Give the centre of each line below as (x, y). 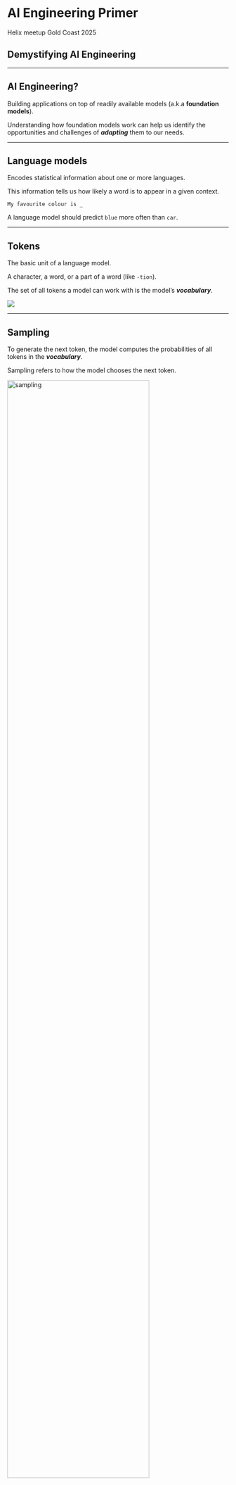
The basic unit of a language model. (59, 263)
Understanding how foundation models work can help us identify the (106, 125)
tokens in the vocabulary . (45, 356)
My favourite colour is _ (45, 204)
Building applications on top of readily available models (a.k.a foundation (113, 103)
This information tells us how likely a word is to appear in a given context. (113, 191)
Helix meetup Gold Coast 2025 (52, 32)
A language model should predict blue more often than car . (93, 217)
